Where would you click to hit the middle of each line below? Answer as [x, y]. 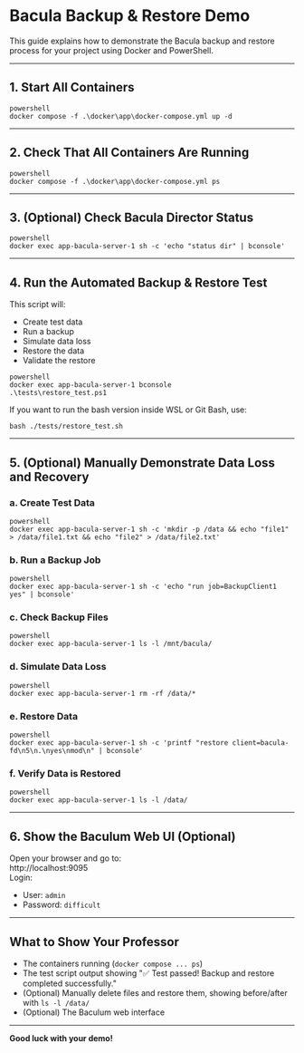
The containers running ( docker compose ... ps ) [113, 963]
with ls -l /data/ [56, 1002]
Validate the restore [59, 361]
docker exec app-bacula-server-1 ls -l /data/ [99, 800]
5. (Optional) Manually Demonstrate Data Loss [142, 463]
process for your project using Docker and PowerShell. [112, 50]
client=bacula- [261, 743]
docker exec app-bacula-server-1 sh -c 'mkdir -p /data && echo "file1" [149, 529]
